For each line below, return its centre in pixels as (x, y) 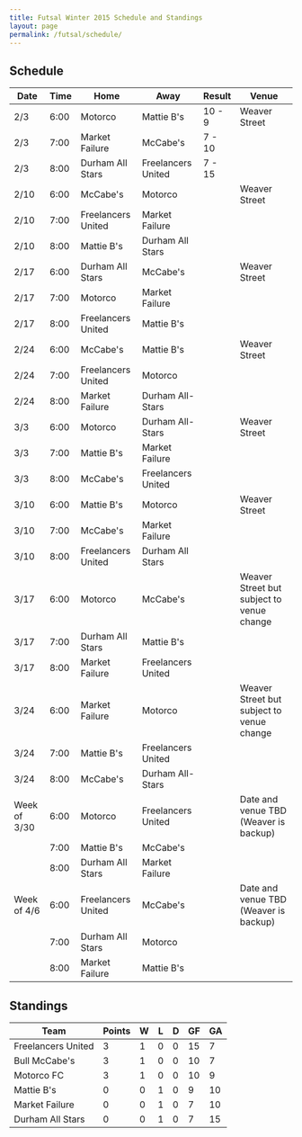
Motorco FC (39, 1075)
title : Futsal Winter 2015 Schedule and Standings (106, 18)
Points (117, 1031)
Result (218, 96)
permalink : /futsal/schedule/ (66, 34)
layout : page (34, 26)
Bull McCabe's (44, 1061)
